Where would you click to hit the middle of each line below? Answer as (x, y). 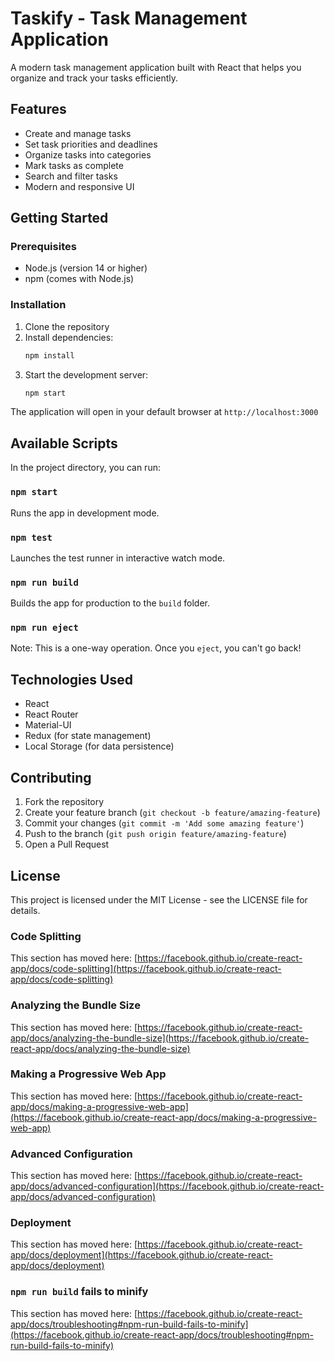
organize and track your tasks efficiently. (94, 78)
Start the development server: (86, 374)
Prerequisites (43, 247)
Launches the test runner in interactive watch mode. (118, 558)
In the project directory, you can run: (85, 468)
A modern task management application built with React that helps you (156, 67)
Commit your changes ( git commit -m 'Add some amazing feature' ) (164, 823)
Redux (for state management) (88, 736)
